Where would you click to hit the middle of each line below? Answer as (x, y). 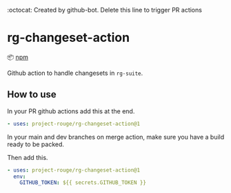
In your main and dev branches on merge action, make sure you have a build (116, 137)
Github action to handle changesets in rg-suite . (75, 73)
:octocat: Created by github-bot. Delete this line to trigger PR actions (104, 10)
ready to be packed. (36, 144)
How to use (32, 94)
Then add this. (28, 157)
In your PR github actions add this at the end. (71, 111)
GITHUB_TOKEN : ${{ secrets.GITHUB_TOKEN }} (83, 183)
